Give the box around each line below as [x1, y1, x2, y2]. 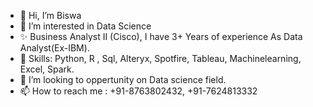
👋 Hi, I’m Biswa [19, 10, 82, 21]
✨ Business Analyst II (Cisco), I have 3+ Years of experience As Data [19, 31, 303, 42]
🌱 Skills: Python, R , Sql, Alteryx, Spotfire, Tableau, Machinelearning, [19, 53, 302, 64]
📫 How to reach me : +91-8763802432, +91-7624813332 [19, 85, 258, 97]
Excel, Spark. [19, 63, 75, 75]
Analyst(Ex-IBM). [19, 42, 90, 54]
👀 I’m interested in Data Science [19, 20, 152, 32]
